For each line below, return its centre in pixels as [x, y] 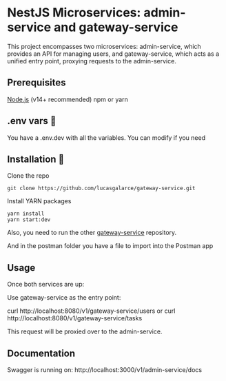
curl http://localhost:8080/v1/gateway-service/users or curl [91, 311]
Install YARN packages [39, 201]
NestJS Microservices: [74, 13]
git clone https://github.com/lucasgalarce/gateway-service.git [101, 188]
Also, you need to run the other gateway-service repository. [92, 233]
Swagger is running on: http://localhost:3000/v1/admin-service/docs [104, 370]
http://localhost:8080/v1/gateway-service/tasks [75, 318]
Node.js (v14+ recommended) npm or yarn [68, 99]
